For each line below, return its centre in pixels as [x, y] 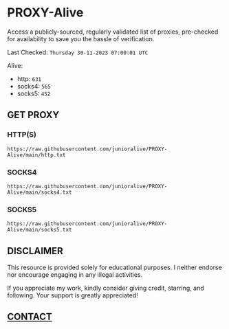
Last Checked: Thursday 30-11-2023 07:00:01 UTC [78, 52]
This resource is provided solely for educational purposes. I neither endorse [115, 268]
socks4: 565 [34, 86]
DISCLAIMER [35, 251]
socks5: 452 [34, 93]
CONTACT [30, 317]
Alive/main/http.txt [37, 155]
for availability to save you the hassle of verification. [81, 38]
